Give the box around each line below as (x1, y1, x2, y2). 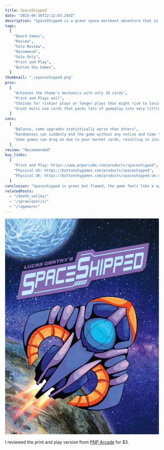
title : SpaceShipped (5, 8, 47, 13)
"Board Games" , (14, 34, 45, 39)
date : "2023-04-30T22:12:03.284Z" (5, 13, 76, 18)
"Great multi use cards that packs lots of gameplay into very (14, 106, 145, 111)
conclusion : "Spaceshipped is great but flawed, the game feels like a (5, 184, 154, 189)
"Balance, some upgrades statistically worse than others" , (14, 127, 139, 132)
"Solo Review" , (14, 44, 45, 49)
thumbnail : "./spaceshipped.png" (5, 75, 73, 80)
